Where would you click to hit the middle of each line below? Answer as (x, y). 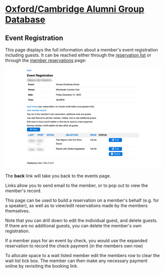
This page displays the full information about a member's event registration (82, 50)
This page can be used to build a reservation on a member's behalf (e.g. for (82, 200)
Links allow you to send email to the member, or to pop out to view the (77, 186)
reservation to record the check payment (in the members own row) (74, 246)
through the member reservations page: (46, 60)
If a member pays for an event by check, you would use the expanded (76, 241)
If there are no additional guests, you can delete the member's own (73, 226)
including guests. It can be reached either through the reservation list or (78, 55)
